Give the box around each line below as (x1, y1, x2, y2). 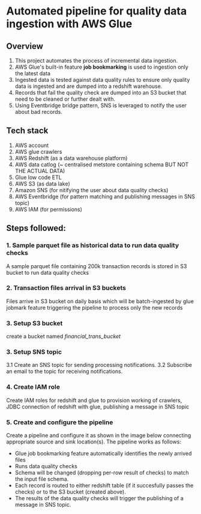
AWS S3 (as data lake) (14, 180, 70, 187)
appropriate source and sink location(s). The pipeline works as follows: (6, 438, 182, 445)
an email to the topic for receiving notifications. (6, 368, 123, 375)
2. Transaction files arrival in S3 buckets (6, 284, 126, 292)
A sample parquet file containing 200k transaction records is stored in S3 (6, 262, 187, 269)
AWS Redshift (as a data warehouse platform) (14, 154, 128, 161)
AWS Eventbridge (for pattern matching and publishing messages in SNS (14, 193, 195, 200)
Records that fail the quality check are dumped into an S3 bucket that (14, 89, 187, 96)
